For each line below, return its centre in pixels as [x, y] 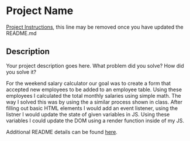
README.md [21, 33]
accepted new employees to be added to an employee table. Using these [94, 90]
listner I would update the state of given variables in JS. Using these [88, 114]
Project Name [40, 11]
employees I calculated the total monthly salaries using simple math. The [94, 95]
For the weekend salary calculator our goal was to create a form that [89, 83]
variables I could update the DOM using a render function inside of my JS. [95, 121]
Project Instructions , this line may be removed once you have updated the [95, 27]
